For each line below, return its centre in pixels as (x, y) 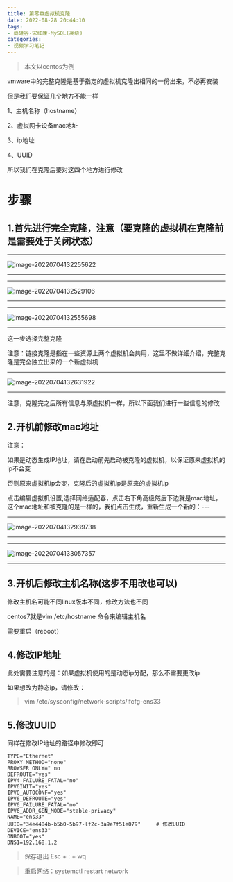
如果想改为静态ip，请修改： (46, 688)
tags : (15, 26)
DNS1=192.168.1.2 (32, 843)
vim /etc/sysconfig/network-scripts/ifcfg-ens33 (92, 702)
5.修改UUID (32, 725)
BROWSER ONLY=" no (34, 769)
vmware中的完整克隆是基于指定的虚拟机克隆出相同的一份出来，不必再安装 (113, 81)
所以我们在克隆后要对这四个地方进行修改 (65, 170)
